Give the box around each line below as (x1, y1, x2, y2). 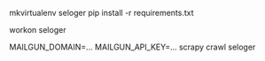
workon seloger (9, 25, 66, 34)
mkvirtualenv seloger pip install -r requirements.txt (9, 8, 194, 18)
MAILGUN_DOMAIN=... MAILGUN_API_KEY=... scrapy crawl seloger (9, 42, 256, 52)
